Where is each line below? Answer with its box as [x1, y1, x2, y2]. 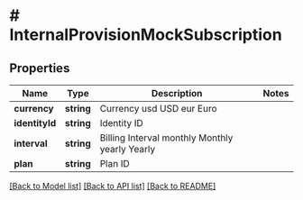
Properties [9, 60, 70, 76]
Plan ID [99, 158, 131, 169]
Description [151, 87, 203, 99]
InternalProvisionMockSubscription [9, 24, 282, 45]
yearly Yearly [99, 143, 156, 155]
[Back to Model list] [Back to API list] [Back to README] [9, 181, 216, 191]
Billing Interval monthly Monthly [99, 132, 234, 144]
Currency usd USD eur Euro [99, 103, 218, 114]
